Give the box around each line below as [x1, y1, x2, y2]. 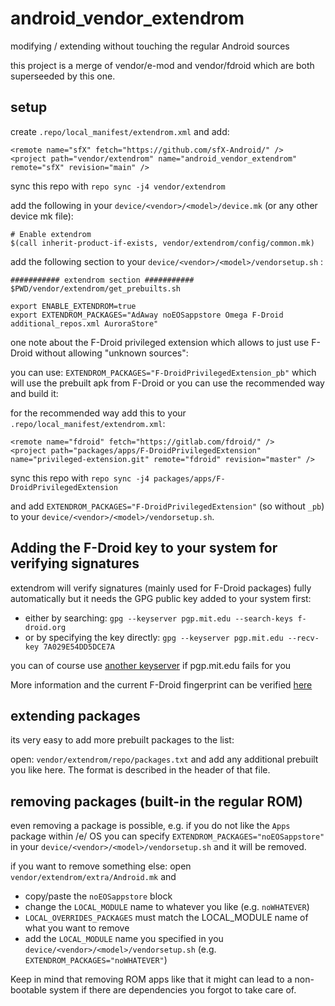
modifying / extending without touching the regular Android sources [10, 40, 290, 52]
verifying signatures [10, 555, 140, 572]
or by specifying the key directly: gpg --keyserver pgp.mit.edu [24, 631, 284, 643]
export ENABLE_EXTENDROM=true [10, 301, 137, 311]
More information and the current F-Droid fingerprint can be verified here [10, 678, 313, 691]
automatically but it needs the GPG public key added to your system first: [10, 592, 312, 604]
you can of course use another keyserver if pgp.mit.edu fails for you [10, 659, 292, 671]
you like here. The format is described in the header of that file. [10, 764, 271, 776]
